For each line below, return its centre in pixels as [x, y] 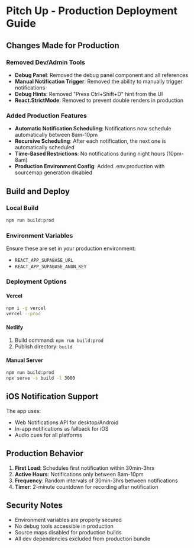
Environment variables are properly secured [68, 520]
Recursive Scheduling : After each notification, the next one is [90, 141]
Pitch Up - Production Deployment [92, 11]
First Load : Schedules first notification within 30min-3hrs [85, 468]
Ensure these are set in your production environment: [71, 249]
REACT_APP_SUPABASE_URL [44, 261]
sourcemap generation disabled [54, 172]
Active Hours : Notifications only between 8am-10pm [79, 474]
